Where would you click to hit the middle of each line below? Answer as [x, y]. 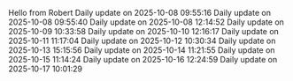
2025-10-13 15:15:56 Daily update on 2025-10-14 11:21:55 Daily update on [142, 50]
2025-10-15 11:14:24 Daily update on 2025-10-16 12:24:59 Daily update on [143, 59]
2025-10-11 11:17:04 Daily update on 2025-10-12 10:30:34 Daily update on [142, 40]
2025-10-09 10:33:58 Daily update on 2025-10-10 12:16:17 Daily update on [144, 31]
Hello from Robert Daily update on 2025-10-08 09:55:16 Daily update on [140, 13]
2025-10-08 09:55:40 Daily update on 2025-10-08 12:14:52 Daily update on [146, 22]
